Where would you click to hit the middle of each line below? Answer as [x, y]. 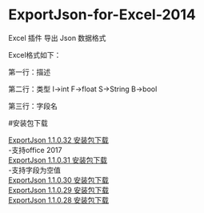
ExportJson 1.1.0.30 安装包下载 [59, 180]
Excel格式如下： [35, 54]
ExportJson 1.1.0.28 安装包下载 [59, 200]
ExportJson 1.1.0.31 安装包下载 [58, 160]
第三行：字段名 [33, 106]
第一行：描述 [29, 72]
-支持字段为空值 [35, 170]
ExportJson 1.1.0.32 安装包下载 [59, 140]
